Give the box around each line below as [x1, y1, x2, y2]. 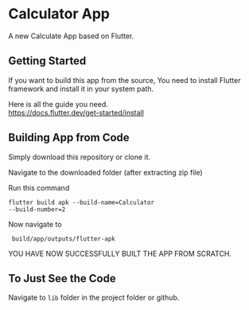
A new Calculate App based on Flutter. [8, 31, 134, 41]
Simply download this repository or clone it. [8, 152, 151, 162]
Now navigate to [8, 219, 62, 229]
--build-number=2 [8, 205, 66, 214]
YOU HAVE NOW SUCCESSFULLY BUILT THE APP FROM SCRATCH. [8, 249, 232, 258]
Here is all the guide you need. [8, 99, 109, 108]
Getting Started [8, 54, 87, 68]
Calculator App [8, 5, 110, 23]
